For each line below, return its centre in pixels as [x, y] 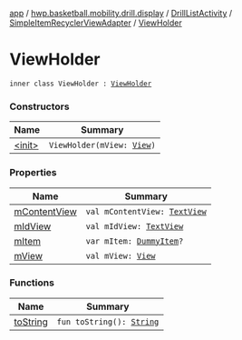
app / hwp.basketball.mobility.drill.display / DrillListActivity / [121, 13]
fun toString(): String [108, 321]
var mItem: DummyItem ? [135, 241]
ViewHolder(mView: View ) [102, 145]
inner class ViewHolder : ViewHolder [81, 84]
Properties [33, 173]
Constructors [39, 106]
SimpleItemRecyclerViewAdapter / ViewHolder [96, 23]
